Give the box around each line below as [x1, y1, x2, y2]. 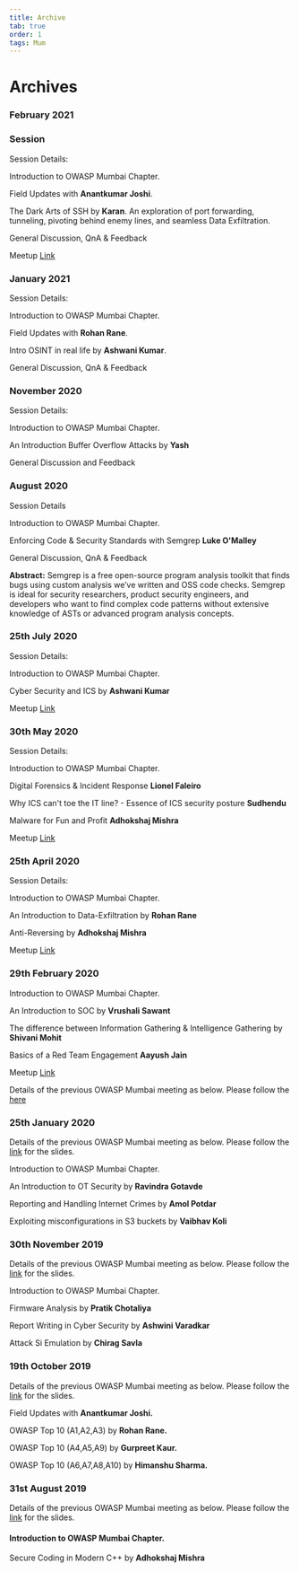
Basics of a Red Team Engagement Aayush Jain [9, 1049, 188, 1060]
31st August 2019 [9, 1482, 87, 1495]
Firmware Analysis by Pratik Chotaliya [9, 1303, 152, 1313]
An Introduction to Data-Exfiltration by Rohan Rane [9, 910, 197, 921]
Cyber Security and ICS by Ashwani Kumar [9, 685, 170, 696]
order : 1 [9, 30, 42, 39]
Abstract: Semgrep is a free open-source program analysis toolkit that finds [9, 569, 291, 580]
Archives [9, 77, 78, 97]
